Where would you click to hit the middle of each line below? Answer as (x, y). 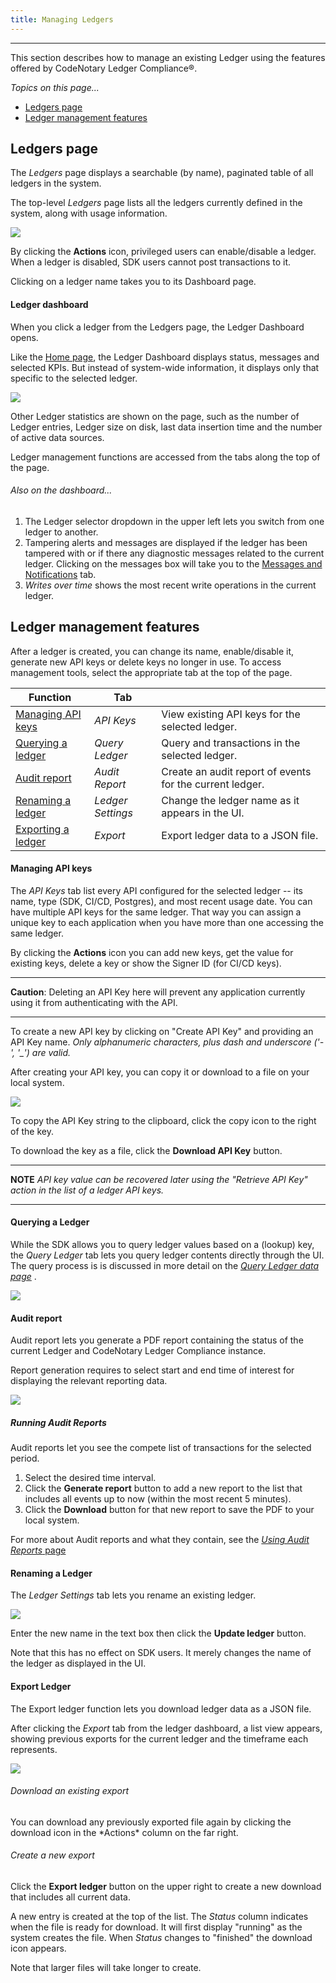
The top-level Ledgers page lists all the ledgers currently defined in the (156, 203)
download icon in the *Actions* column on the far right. (124, 1832)
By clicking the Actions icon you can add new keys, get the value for (152, 952)
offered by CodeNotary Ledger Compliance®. (104, 68)
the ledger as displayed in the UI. (78, 1663)
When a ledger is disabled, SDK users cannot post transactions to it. (151, 262)
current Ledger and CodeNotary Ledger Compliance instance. (138, 1351)
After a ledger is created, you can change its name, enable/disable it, (152, 651)
